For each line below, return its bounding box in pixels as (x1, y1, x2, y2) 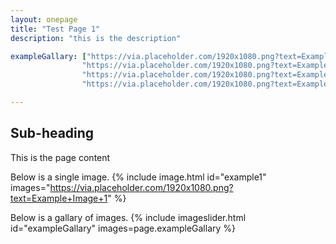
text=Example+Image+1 (10, 192, 108, 204)
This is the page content (10, 151, 111, 163)
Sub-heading (10, 125, 95, 142)
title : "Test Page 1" (10, 24, 101, 34)
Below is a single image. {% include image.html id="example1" (10, 171, 267, 183)
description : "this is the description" (10, 33, 182, 43)
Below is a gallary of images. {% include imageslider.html (10, 211, 247, 223)
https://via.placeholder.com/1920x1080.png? (49, 181, 234, 193)
